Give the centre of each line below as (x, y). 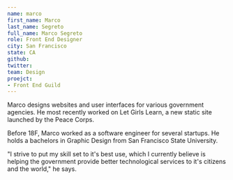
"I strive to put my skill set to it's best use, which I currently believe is (106, 154)
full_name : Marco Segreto (45, 33)
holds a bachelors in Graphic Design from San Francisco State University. (113, 141)
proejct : (20, 78)
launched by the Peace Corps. (51, 120)
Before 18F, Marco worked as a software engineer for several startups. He (113, 133)
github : (18, 59)
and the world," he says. (42, 169)
